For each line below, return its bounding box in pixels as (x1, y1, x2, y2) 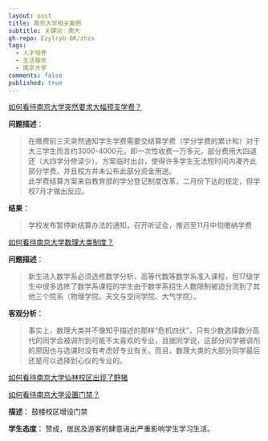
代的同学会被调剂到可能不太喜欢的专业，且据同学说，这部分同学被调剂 (27, 335, 261, 345)
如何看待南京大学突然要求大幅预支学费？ (8, 102, 142, 111)
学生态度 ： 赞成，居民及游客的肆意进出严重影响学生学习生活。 (8, 423, 214, 433)
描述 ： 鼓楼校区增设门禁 (8, 407, 88, 416)
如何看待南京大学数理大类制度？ (8, 237, 114, 247)
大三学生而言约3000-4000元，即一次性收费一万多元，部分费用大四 (27, 146, 250, 156)
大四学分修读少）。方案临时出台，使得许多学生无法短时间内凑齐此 (42, 156, 257, 165)
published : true (8, 79, 63, 87)
